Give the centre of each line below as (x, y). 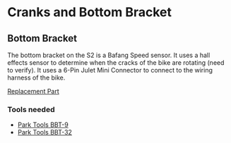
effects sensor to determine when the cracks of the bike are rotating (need (116, 63)
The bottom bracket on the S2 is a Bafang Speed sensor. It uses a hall (109, 55)
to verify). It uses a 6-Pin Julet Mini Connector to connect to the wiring (110, 70)
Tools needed (31, 109)
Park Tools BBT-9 (43, 125)
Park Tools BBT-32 (45, 132)
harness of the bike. (36, 77)
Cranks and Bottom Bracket (89, 12)
